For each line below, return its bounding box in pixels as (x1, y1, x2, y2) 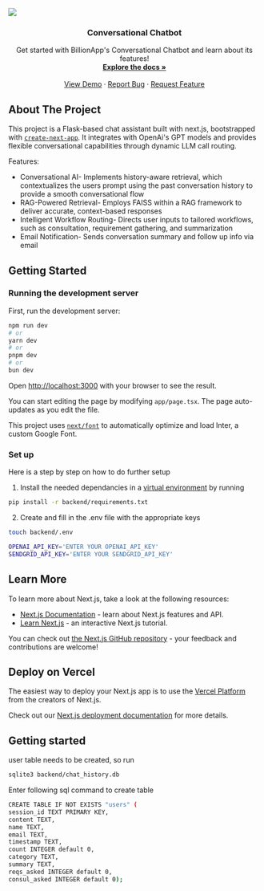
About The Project (8, 103, 102, 116)
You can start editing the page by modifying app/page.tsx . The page (8, 396, 234, 405)
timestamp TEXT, (8, 838, 62, 846)
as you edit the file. (37, 405, 100, 414)
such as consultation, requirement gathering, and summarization (19, 223, 234, 233)
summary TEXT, (8, 860, 56, 869)
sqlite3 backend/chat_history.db (8, 771, 120, 779)
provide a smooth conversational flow (19, 189, 145, 199)
